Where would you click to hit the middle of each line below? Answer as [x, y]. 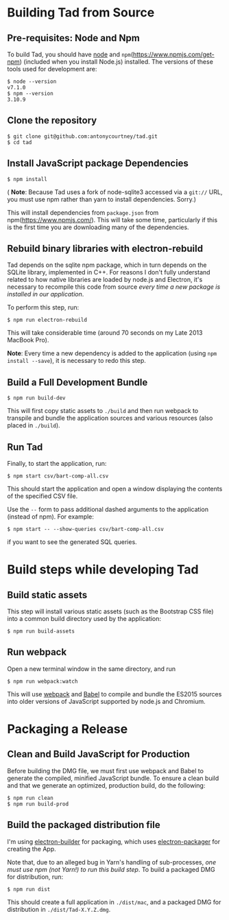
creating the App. [32, 849]
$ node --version [32, 82]
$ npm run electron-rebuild [47, 320]
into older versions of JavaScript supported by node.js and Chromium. [106, 701]
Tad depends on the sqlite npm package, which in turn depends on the [107, 265]
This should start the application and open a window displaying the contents [115, 489]
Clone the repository [52, 120]
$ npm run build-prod [38, 804]
